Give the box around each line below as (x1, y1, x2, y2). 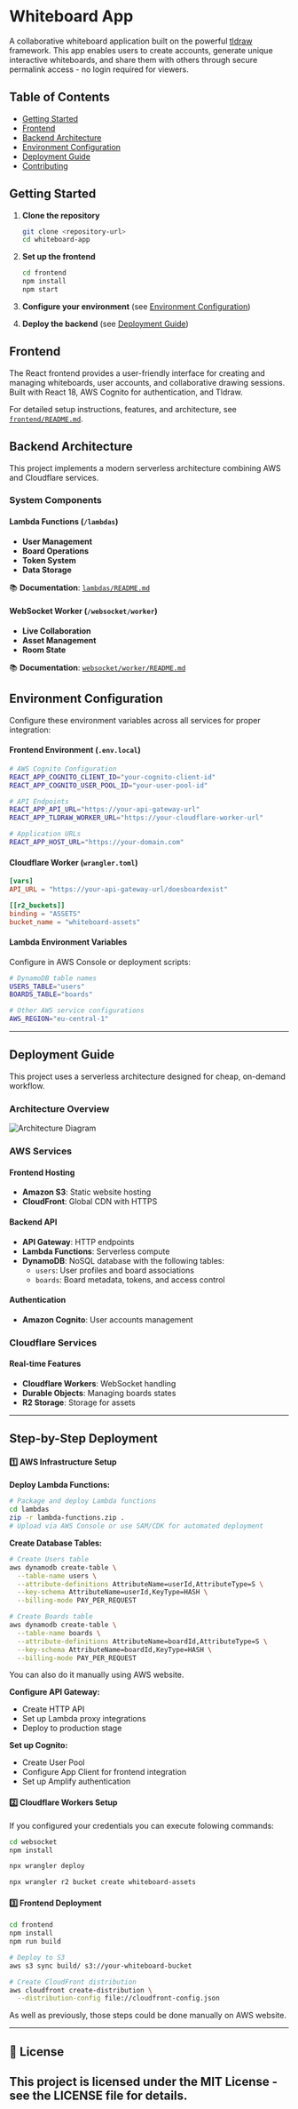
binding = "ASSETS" (9, 909, 82, 918)
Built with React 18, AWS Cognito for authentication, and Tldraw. (9, 387, 243, 397)
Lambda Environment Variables (9, 937, 128, 947)
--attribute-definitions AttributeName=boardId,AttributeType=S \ (17, 1637, 268, 1646)
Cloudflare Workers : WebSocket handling (21, 1378, 176, 1388)
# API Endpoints (9, 797, 69, 806)
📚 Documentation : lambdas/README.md (9, 582, 151, 593)
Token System (21, 555, 77, 565)
